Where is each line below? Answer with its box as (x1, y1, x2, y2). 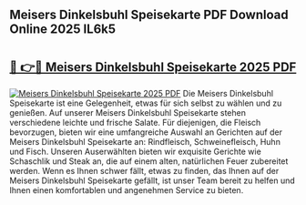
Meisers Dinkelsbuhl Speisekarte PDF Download (9, 7, 289, 23)
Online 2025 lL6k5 (9, 22, 117, 37)
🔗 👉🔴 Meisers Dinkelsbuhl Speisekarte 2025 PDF (9, 59, 297, 75)
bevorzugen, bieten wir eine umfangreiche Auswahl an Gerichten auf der (9, 127, 282, 138)
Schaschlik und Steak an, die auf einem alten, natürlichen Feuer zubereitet (9, 156, 289, 167)
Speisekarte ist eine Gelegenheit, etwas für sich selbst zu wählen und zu (9, 97, 282, 108)
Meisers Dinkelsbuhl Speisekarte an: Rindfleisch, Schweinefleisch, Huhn (9, 137, 280, 147)
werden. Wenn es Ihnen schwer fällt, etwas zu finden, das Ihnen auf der (9, 166, 280, 176)
